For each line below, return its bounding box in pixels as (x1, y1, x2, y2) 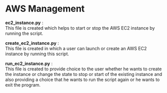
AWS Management (5, 3, 85, 15)
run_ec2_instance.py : (5, 60, 53, 66)
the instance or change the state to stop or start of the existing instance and (5, 71, 162, 77)
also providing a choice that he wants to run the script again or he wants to (5, 76, 160, 82)
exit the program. (5, 81, 41, 88)
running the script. (5, 30, 44, 36)
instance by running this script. (5, 51, 69, 57)
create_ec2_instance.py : (5, 40, 59, 46)
